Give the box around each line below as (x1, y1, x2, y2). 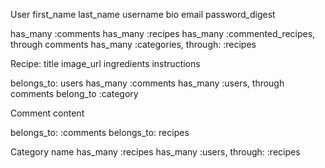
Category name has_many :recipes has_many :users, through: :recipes (10, 146, 301, 158)
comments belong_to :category (10, 88, 139, 99)
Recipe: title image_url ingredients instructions (10, 58, 201, 69)
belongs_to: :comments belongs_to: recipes (10, 127, 190, 138)
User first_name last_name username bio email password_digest (10, 9, 276, 20)
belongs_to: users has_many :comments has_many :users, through (10, 77, 285, 89)
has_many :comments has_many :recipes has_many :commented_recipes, (10, 28, 316, 39)
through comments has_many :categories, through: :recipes (10, 39, 257, 50)
